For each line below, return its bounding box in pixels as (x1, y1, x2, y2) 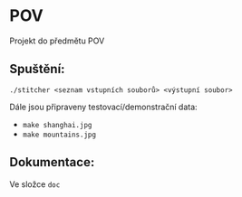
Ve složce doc (9, 178, 61, 190)
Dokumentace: (9, 155, 95, 170)
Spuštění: (9, 61, 65, 77)
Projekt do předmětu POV (9, 35, 105, 46)
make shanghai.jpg (22, 120, 92, 129)
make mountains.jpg (22, 130, 97, 139)
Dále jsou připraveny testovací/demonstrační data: (9, 101, 198, 112)
